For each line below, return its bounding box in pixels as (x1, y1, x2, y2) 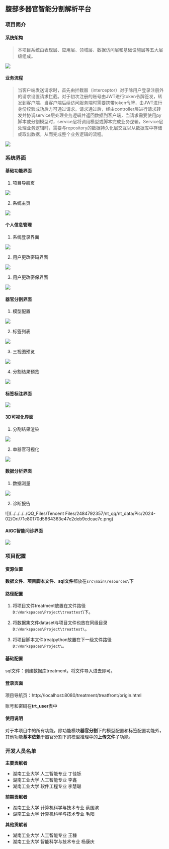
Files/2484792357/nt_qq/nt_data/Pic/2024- (65, 510, 156, 516)
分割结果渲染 (12, 426, 39, 432)
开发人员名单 (5, 747, 37, 754)
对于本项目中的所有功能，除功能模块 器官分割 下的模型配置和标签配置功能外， (5, 728, 164, 733)
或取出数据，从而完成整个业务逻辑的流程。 (17, 131, 106, 137)
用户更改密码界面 (12, 254, 48, 260)
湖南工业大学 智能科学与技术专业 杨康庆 (12, 838, 95, 844)
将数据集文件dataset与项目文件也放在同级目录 (12, 620, 108, 626)
